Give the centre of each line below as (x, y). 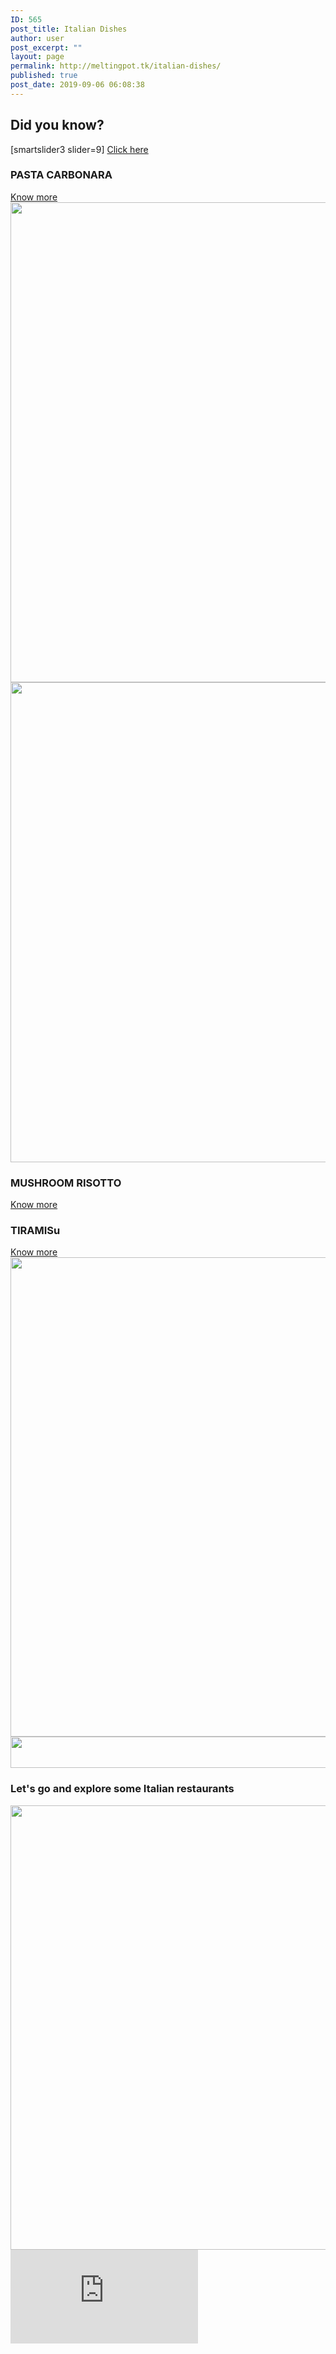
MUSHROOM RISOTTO (66, 1183)
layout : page (37, 57)
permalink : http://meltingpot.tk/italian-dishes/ (116, 66)
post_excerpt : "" (46, 47)
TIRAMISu (35, 1231)
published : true (44, 76)
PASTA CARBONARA (61, 175)
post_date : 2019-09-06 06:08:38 (77, 85)
